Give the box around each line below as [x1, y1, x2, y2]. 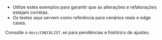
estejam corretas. [12, 9, 49, 15]
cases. [12, 20, 27, 26]
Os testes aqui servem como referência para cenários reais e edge [12, 15, 151, 20]
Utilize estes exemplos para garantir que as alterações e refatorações [12, 4, 157, 10]
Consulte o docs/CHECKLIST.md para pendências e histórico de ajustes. [5, 30, 150, 35]
